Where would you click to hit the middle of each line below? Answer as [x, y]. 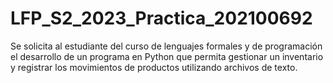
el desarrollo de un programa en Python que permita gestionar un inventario [167, 56]
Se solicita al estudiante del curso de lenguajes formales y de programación [166, 46]
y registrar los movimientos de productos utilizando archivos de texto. [154, 67]
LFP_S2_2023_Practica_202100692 [161, 18]
